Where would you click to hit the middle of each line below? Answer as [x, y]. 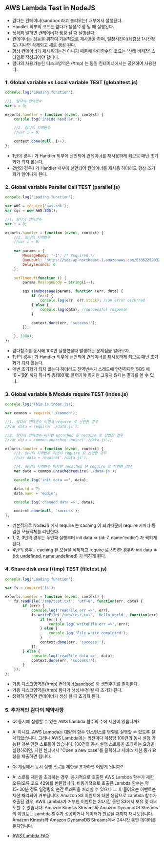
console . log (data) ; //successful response [84, 309]
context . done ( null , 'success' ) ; [47, 511]
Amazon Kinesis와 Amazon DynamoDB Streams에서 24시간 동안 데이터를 [84, 820]
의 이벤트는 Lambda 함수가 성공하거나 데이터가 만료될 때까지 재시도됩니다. [83, 814]
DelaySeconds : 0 [39, 264]
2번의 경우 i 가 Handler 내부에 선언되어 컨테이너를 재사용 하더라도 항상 [79, 168]
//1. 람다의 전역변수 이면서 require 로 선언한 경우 [51, 422]
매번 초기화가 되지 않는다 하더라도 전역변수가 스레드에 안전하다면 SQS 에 [81, 369]
